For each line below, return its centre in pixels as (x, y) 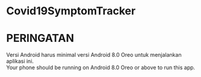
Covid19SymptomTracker (71, 11)
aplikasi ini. (20, 61)
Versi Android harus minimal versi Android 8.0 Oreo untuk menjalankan (94, 55)
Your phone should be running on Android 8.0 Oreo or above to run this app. (101, 67)
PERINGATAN (40, 38)
